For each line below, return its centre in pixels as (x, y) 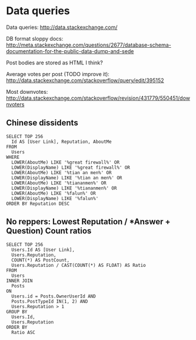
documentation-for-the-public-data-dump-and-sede (70, 51)
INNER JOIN (19, 281)
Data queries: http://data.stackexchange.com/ (62, 27)
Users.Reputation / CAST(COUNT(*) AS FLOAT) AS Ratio (79, 265)
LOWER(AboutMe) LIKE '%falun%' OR (54, 193)
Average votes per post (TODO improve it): (58, 74)
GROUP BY (17, 312)
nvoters (15, 104)
